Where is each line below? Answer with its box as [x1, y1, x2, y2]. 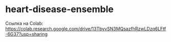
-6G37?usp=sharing [5, 31, 47, 37]
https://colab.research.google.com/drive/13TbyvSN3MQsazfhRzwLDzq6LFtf [5, 25, 166, 31]
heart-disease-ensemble [5, 4, 114, 15]
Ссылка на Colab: [5, 20, 43, 26]
